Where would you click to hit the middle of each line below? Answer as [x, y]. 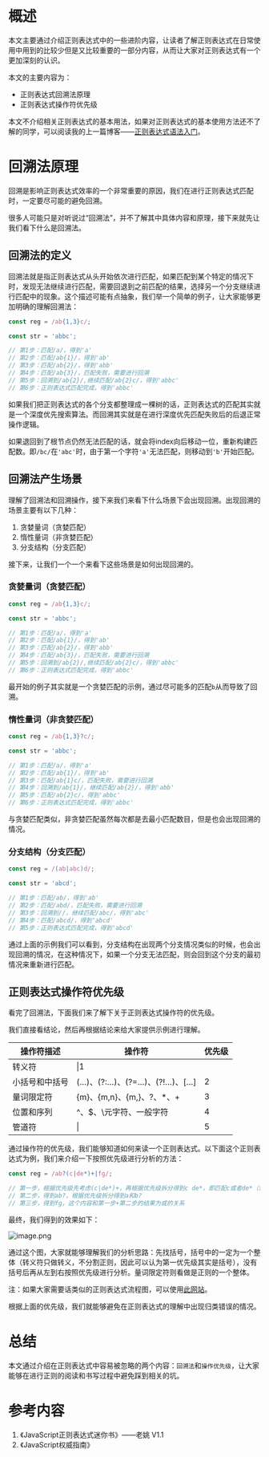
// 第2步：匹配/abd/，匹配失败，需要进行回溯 [75, 906]
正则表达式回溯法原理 [55, 94]
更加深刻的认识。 [36, 60]
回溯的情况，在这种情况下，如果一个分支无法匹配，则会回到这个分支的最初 [138, 954]
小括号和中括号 [41, 1082]
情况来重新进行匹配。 [43, 964]
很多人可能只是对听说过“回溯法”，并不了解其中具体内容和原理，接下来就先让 [134, 217]
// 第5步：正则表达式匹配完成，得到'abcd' [71, 927]
